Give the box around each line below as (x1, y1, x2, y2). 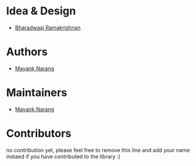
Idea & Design (6, 4, 76, 18)
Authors (6, 45, 48, 59)
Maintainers (6, 86, 68, 99)
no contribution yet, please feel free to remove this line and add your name (6, 146, 190, 153)
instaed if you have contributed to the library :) (6, 153, 121, 160)
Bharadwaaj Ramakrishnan (14, 24, 81, 31)
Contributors (6, 127, 72, 140)
